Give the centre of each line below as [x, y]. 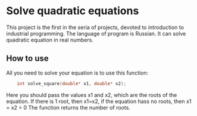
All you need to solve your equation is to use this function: [77, 73]
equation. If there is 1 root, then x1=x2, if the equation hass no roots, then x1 [99, 101]
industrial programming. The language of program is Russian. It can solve [96, 33]
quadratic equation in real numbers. [50, 40]
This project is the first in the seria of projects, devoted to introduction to [95, 27]
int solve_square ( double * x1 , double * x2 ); [72, 83]
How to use [27, 58]
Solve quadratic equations [73, 11]
